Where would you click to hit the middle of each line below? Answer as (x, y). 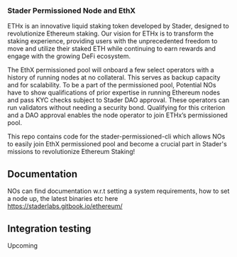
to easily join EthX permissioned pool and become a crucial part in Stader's (117, 144)
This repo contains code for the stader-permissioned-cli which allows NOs (116, 136)
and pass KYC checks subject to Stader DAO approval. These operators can (118, 100)
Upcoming (22, 245)
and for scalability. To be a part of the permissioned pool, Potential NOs (112, 85)
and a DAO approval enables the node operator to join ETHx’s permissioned (118, 115)
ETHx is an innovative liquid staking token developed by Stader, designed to (118, 26)
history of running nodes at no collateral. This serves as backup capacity (114, 77)
